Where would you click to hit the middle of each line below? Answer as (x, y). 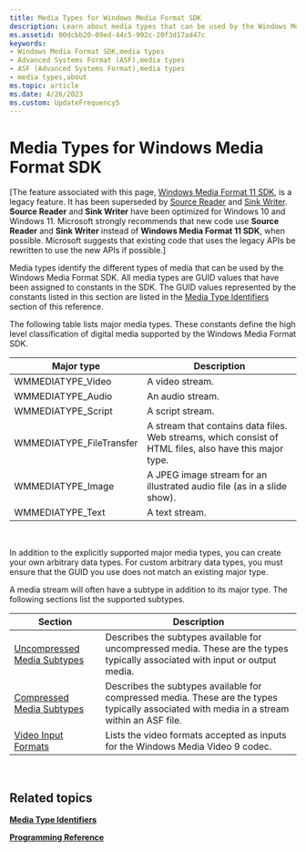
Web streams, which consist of (213, 437)
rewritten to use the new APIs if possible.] (88, 251)
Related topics (51, 798)
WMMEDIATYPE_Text (60, 513)
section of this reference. (57, 307)
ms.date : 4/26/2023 (46, 94)
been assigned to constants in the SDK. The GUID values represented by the (153, 287)
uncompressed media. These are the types (197, 649)
